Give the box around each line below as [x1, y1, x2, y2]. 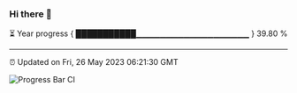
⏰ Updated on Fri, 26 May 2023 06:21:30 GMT [9, 57, 179, 68]
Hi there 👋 [9, 8, 53, 20]
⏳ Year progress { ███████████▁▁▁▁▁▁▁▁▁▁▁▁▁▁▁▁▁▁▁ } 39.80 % [9, 28, 288, 39]
